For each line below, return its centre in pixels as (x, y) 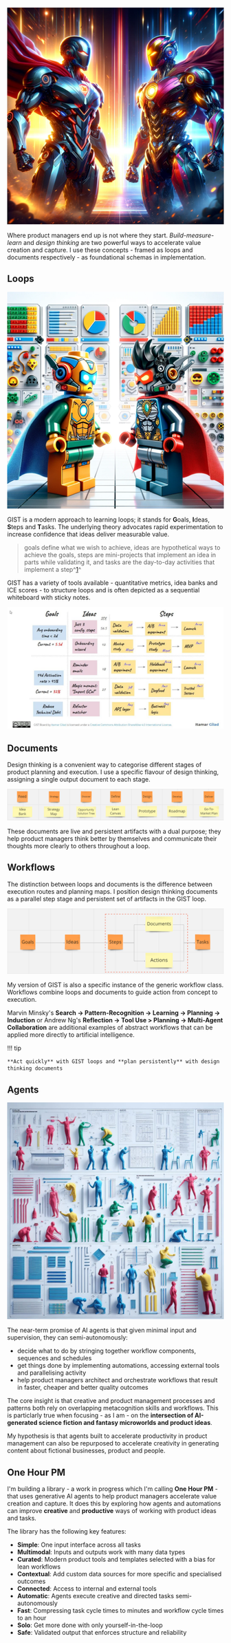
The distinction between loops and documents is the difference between (110, 884)
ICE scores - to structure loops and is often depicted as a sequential (103, 590)
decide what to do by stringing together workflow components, (107, 1351)
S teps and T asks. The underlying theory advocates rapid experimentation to (115, 526)
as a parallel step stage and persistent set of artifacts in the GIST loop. (107, 899)
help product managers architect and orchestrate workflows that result (117, 1380)
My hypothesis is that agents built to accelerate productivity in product (107, 1436)
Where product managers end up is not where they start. (88, 235)
